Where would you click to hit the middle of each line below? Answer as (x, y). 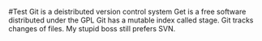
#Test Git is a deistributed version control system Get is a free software (127, 12)
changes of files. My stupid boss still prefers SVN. (92, 29)
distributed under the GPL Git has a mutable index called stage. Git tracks (131, 20)
